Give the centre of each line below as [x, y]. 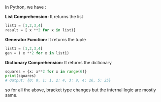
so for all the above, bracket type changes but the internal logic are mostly [80, 90]
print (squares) [21, 76]
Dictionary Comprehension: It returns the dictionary [59, 62]
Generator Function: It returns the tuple [46, 39]
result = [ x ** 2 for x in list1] [41, 30]
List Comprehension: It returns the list [44, 16]
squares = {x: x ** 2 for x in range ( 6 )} [46, 71]
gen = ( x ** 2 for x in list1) [37, 53]
